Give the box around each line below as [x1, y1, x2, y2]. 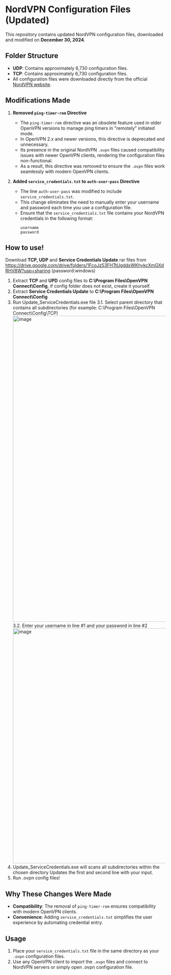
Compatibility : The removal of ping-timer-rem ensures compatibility [12, 903, 156, 909]
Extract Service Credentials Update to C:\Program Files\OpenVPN [12, 288, 154, 294]
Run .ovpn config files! [12, 875, 60, 881]
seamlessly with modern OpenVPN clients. [20, 168, 109, 174]
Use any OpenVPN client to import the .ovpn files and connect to [12, 959, 148, 965]
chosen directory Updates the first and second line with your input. [12, 869, 154, 876]
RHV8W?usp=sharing [5, 268, 51, 274]
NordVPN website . [12, 81, 52, 87]
